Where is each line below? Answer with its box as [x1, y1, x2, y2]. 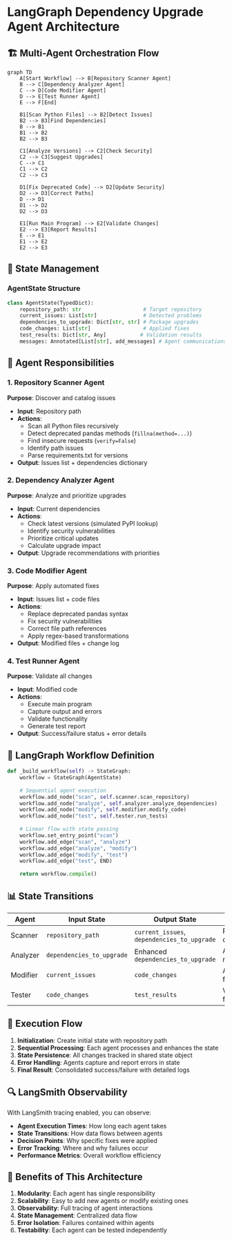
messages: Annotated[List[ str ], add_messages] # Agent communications [19, 338, 227, 345]
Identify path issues [27, 444, 84, 452]
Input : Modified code [17, 685, 78, 694]
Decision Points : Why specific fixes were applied [17, 1136, 157, 1144]
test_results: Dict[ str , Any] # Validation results [19, 332, 202, 339]
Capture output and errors [27, 708, 102, 716]
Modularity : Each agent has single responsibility [17, 1189, 155, 1197]
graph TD [7, 69, 32, 76]
